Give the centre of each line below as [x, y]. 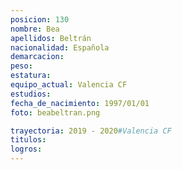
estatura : [31, 76]
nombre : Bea [35, 29]
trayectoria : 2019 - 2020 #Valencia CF [91, 131]
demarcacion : [37, 57]
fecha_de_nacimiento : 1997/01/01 [80, 103]
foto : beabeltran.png [55, 112]
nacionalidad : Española [60, 47]
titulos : [28, 140]
